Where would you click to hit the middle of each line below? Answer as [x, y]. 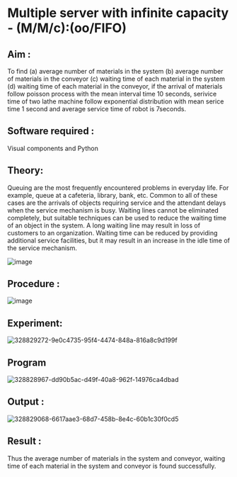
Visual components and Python [53, 148]
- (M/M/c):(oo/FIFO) [67, 28]
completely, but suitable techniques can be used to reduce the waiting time [117, 218]
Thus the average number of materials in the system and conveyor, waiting [116, 458]
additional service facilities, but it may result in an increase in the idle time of [119, 240]
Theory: [25, 170]
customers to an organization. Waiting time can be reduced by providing [112, 232]
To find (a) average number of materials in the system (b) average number [115, 71]
